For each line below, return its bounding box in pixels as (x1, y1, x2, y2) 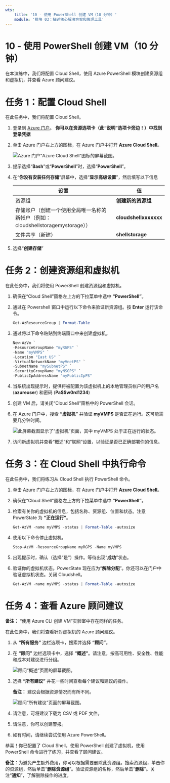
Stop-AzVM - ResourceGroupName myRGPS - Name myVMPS (12, 544, 122, 549)
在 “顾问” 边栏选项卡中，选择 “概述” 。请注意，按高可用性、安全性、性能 (12, 650, 163, 656)
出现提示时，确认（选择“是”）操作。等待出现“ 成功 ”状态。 (12, 554, 132, 560)
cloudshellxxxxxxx (116, 214, 162, 221)
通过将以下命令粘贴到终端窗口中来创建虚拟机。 (12, 330, 110, 336)
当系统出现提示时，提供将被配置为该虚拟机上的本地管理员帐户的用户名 (12, 383, 159, 389)
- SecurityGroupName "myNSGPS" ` (12, 369, 81, 374)
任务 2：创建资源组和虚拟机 (5, 265, 120, 276)
